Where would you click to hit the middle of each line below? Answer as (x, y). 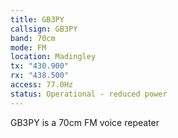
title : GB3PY (37, 19)
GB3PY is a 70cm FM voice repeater (85, 122)
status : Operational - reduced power (89, 94)
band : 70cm (33, 38)
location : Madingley (53, 57)
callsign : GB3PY (44, 29)
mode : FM (28, 47)
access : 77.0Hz (42, 85)
